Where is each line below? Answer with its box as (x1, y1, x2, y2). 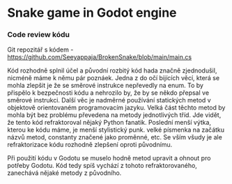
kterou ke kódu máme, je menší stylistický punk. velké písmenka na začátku (7, 125, 225, 134)
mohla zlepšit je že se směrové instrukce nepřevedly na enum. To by (7, 82, 204, 90)
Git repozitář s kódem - (7, 45, 74, 54)
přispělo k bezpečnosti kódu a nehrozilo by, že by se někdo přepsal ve (7, 89, 210, 97)
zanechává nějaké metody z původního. (7, 169, 122, 177)
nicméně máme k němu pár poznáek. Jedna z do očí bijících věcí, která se (7, 74, 220, 82)
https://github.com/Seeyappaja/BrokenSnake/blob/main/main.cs (7, 53, 192, 61)
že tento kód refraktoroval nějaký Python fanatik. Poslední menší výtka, (7, 118, 211, 127)
